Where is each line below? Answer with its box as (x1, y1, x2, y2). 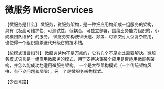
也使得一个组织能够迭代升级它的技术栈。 (5, 39, 86, 45)
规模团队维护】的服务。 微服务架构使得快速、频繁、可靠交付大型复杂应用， (5, 34, 156, 39)
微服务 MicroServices (5, 4, 94, 16)
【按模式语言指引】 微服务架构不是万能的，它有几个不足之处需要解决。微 (5, 50, 152, 56)
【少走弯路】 (5, 78, 31, 84)
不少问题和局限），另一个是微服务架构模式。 (18, 68, 106, 74)
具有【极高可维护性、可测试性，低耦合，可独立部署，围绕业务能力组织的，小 (5, 27, 159, 33)
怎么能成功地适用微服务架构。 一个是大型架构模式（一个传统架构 (18, 62, 147, 68)
